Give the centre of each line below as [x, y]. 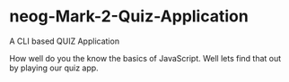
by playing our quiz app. [54, 68]
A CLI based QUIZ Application [64, 41]
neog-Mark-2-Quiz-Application [129, 16]
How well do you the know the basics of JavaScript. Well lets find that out [145, 58]
